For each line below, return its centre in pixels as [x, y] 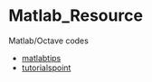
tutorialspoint [46, 68]
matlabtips [41, 58]
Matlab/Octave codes [49, 41]
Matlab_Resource [76, 16]
